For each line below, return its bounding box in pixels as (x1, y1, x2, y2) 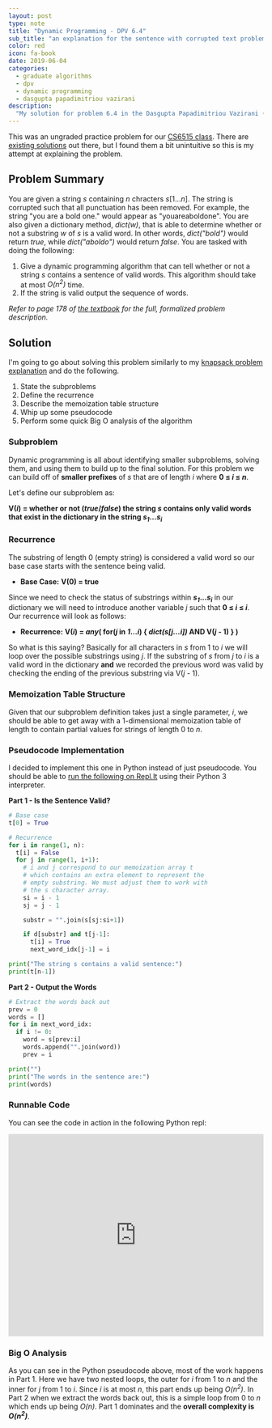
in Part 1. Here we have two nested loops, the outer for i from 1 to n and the (8, 1375, 258, 1384)
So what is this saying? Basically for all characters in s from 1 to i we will (8, 642, 249, 652)
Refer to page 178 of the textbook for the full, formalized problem (8, 304, 226, 314)
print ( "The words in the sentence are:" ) (8, 1073, 151, 1081)
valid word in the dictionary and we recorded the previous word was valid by (8, 660, 264, 670)
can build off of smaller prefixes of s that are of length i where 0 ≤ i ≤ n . (8, 472, 249, 481)
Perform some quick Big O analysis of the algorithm (19, 416, 193, 426)
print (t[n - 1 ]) (8, 968, 57, 976)
